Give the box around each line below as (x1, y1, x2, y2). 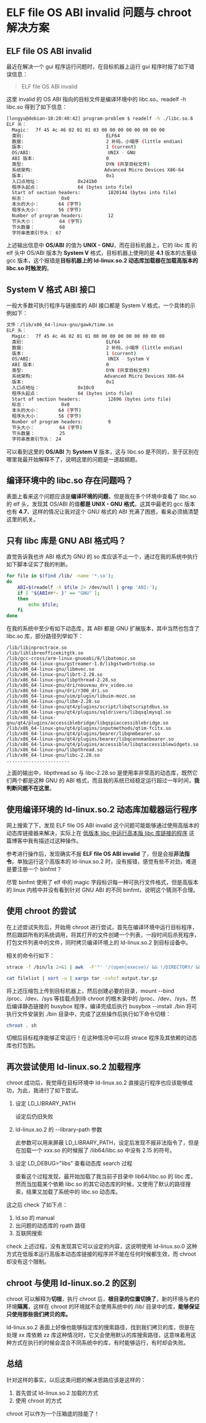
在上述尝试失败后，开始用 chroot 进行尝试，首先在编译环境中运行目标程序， (6, 923, 198, 931)
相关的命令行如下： (6, 952, 55, 959)
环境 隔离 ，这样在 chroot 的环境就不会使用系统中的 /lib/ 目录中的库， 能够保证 (6, 1303, 200, 1311)
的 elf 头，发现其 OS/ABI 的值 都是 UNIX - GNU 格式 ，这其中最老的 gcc (6, 500, 183, 508)
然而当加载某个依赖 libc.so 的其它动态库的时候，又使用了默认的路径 (15, 1180, 186, 1188)
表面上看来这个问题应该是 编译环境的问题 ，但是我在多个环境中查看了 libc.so (6, 493, 197, 500)
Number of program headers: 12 (12, 213, 114, 219)
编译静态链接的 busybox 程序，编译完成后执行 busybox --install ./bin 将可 (11, 1002, 197, 1009)
